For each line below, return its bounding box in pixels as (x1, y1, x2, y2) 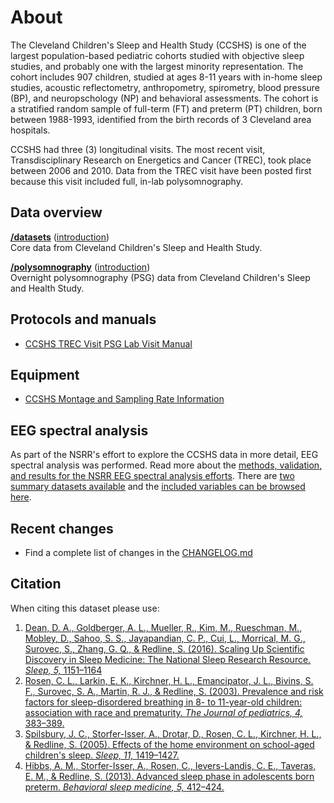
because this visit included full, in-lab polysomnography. (10, 175, 243, 187)
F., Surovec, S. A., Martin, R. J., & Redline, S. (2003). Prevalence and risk (24, 685, 324, 697)
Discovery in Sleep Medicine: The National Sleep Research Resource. (24, 653, 312, 665)
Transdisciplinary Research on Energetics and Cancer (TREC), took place (10, 154, 312, 166)
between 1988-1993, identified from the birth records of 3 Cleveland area (10, 113, 312, 125)
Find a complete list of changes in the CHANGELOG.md (24, 547, 253, 558)
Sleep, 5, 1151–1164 (24, 664, 103, 676)
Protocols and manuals (10, 311, 157, 328)
